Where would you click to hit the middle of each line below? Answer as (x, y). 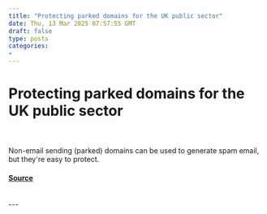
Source (21, 178)
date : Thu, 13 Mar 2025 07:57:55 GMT (72, 24)
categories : (28, 46)
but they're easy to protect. (54, 159)
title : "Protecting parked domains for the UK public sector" (116, 16)
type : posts (28, 39)
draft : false (30, 31)
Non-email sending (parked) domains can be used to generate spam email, (134, 150)
